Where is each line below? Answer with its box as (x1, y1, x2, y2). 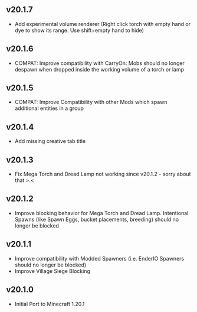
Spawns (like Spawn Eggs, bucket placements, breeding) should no (14, 216, 179, 223)
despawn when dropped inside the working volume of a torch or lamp (14, 66, 185, 73)
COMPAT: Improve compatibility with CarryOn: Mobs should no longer (14, 59, 185, 67)
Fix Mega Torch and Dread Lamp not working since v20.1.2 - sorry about (14, 171, 191, 178)
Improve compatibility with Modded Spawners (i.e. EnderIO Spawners (14, 255, 185, 262)
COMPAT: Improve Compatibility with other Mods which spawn (14, 99, 168, 106)
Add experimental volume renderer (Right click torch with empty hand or (14, 20, 191, 27)
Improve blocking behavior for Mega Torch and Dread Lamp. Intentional (14, 209, 189, 216)
